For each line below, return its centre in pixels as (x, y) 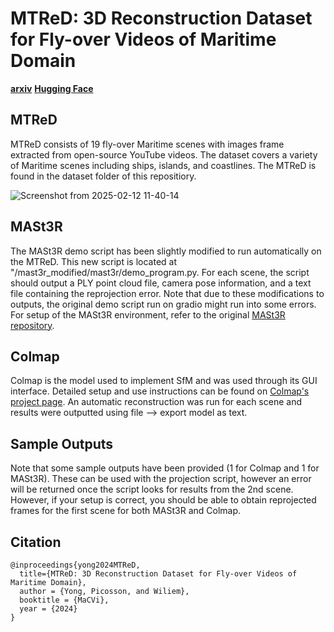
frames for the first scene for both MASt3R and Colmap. (126, 511)
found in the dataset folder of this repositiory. (103, 176)
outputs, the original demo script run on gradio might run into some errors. (163, 304)
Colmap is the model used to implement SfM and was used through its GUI (164, 381)
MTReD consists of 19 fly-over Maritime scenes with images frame (147, 144)
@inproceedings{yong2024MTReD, (75, 565)
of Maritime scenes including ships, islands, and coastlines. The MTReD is (163, 165)
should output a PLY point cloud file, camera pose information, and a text (161, 283)
